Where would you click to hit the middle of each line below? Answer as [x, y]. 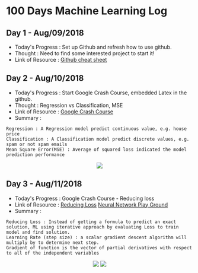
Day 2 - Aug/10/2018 [45, 78]
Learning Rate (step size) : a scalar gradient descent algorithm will [96, 237]
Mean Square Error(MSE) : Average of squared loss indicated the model [96, 150]
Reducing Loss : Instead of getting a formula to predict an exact [91, 222]
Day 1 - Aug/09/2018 [45, 33]
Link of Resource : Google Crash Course [64, 112]
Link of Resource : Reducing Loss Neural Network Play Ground [91, 204]
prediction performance [36, 155]
